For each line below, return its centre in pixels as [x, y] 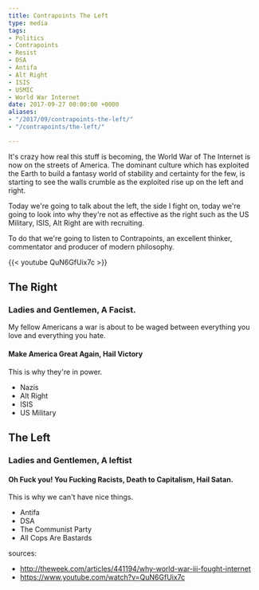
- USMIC [21, 90]
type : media [28, 23]
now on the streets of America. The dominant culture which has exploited [129, 165]
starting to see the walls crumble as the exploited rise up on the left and [126, 182]
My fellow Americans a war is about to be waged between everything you [129, 327]
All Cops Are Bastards [56, 538]
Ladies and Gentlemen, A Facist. [72, 310]
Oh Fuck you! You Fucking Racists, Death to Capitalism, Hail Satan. [121, 479]
